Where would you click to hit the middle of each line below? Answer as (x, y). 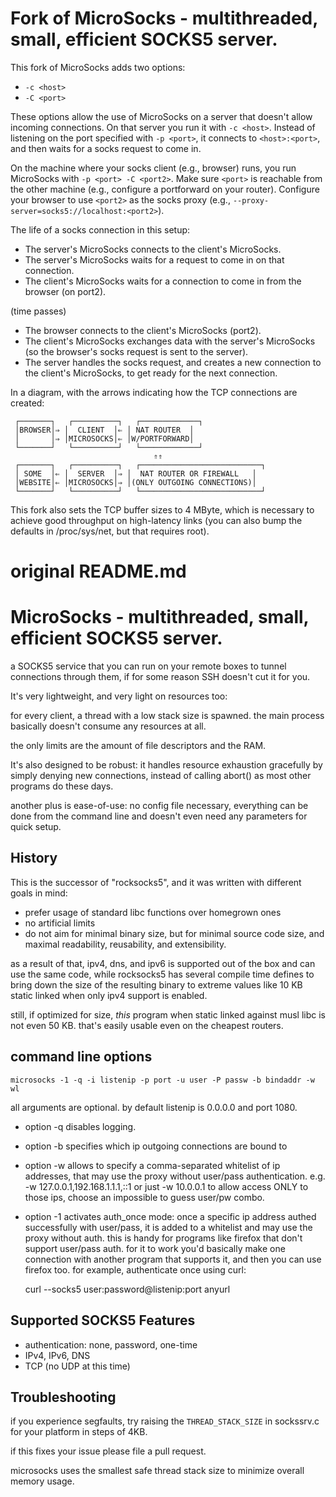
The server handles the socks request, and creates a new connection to (173, 362)
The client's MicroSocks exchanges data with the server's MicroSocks (170, 341)
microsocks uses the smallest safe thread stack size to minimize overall (157, 1471)
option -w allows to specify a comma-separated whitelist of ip (152, 1165)
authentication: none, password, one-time (111, 1344)
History (34, 858)
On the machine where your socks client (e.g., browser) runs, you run (153, 168)
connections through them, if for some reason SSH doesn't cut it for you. (160, 677)
